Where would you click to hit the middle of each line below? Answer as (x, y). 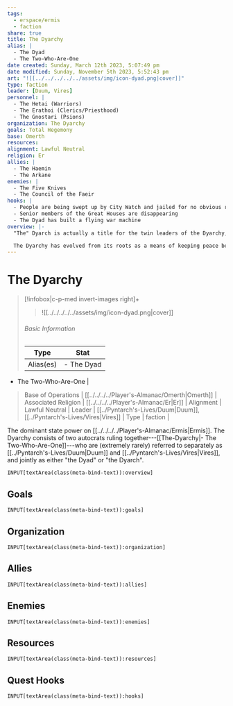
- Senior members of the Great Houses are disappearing (96, 214)
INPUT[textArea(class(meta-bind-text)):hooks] (76, 696)
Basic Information (50, 328)
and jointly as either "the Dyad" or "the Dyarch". (76, 460)
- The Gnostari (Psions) (49, 117)
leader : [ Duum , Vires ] (40, 91)
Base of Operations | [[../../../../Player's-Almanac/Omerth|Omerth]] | (120, 395)
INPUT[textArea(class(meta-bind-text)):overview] (80, 473)
